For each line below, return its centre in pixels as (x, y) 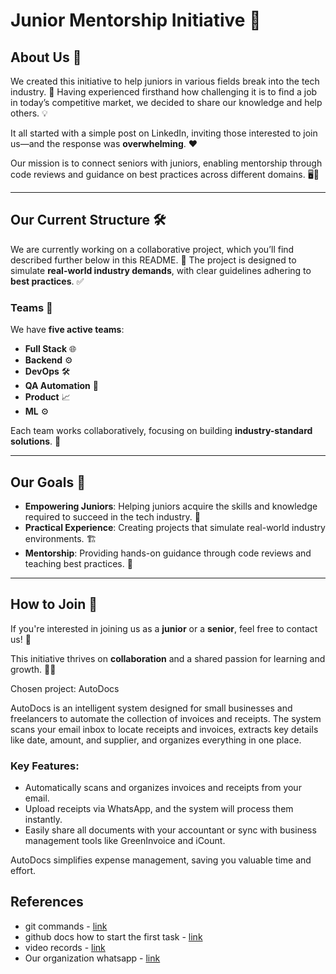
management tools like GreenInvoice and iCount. (125, 841)
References (47, 902)
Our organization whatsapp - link (92, 958)
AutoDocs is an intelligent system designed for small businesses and (151, 708)
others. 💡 (29, 113)
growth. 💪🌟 (33, 669)
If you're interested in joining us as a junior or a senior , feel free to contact (164, 628)
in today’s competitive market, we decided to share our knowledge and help (166, 102)
